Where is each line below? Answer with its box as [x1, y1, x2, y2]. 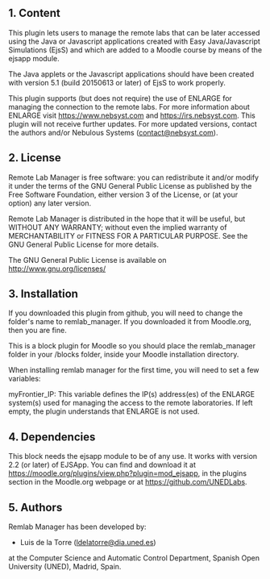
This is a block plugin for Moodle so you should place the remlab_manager [8, 341, 256, 351]
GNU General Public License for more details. [8, 240, 160, 249]
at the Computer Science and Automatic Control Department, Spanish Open [8, 553, 260, 563]
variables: [8, 374, 41, 384]
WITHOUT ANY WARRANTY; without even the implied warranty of [8, 222, 227, 232]
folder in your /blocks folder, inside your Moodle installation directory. [8, 350, 239, 360]
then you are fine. [8, 326, 67, 335]
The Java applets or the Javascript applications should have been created [8, 69, 255, 79]
